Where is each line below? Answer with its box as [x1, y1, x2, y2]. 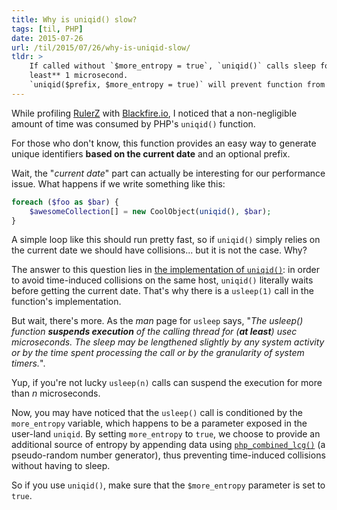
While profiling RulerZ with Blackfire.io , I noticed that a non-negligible [11, 107, 298, 119]
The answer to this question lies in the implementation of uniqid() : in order [11, 264, 321, 276]
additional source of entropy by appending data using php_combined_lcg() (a [11, 439, 326, 451]
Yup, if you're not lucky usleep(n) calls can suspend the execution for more [11, 377, 323, 389]
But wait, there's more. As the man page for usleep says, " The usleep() [11, 315, 304, 327]
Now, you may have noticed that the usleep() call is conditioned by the [11, 407, 303, 419]
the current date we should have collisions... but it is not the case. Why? [11, 244, 308, 256]
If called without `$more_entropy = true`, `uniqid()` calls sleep [29, 61, 316, 71]
